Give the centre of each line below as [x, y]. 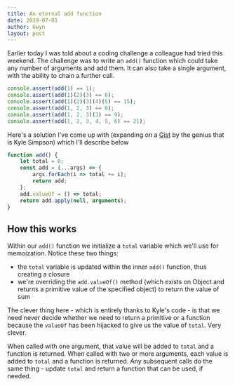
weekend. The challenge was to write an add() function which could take [113, 61]
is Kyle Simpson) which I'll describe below [68, 142]
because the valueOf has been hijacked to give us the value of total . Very [114, 325]
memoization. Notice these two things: [63, 253]
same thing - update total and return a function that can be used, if [105, 368]
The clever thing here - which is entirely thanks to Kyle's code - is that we [114, 310]
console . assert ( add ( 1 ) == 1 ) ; [52, 88]
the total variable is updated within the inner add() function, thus [112, 267]
